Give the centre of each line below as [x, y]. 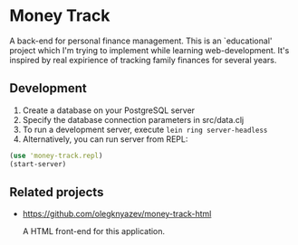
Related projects [57, 192]
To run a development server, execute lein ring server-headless [145, 129]
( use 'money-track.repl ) [56, 155]
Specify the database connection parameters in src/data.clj [133, 119]
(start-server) [38, 164]
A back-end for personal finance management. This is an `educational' [141, 41]
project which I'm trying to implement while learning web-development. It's [149, 50]
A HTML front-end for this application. [94, 231]
